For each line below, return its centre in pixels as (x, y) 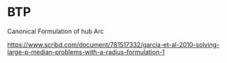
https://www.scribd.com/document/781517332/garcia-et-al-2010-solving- (113, 44)
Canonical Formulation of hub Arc (56, 31)
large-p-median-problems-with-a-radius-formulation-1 (86, 52)
